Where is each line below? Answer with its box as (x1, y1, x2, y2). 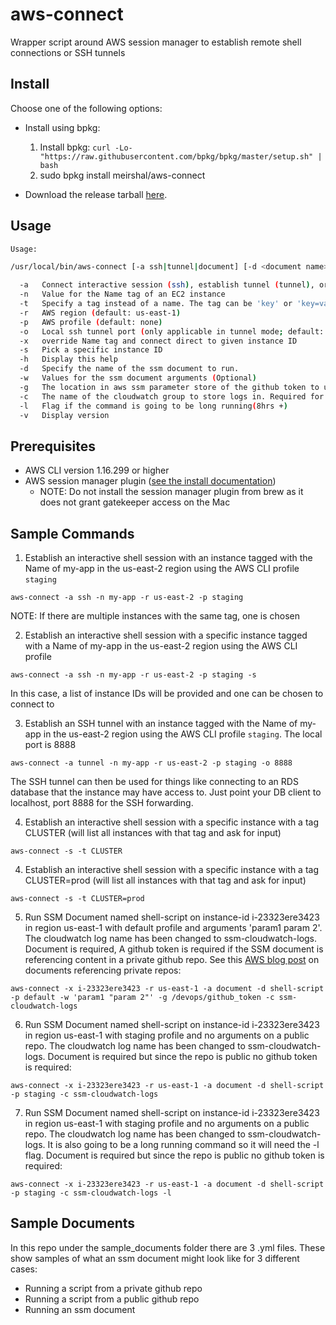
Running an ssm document (24, 1303, 136, 1315)
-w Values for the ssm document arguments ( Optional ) (19, 373, 257, 383)
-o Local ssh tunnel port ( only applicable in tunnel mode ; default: (19, 326, 325, 337)
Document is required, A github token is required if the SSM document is (24, 943, 324, 955)
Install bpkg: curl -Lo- (39, 141, 133, 153)
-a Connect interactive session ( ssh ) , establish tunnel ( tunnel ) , (19, 280, 315, 290)
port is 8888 (24, 739, 77, 751)
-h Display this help (19, 354, 118, 365)
